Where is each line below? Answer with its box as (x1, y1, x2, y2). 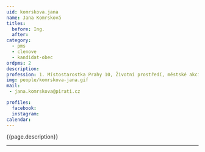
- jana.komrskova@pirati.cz (9, 89, 81, 95)
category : (6, 37, 32, 43)
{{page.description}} (6, 133, 59, 140)
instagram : (12, 110, 40, 117)
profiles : (6, 100, 32, 106)
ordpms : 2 (6, 60, 32, 66)
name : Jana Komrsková (6, 15, 62, 21)
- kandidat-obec (12, 54, 53, 60)
